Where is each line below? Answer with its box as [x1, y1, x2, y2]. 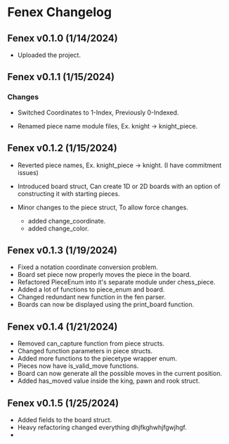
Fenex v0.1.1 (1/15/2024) [7, 71, 115, 83]
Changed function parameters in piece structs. [17, 347, 153, 355]
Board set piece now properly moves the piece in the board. [17, 270, 192, 279]
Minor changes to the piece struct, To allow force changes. [17, 203, 188, 211]
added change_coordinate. [27, 216, 106, 225]
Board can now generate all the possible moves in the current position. [17, 370, 223, 378]
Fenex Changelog [7, 4, 112, 20]
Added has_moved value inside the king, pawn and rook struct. [17, 377, 200, 385]
